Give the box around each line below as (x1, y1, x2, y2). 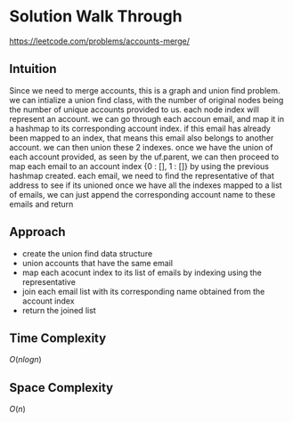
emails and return (9, 199, 74, 209)
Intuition (9, 61, 57, 77)
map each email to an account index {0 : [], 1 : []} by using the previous (9, 160, 270, 171)
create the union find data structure (21, 248, 153, 259)
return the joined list (21, 304, 96, 315)
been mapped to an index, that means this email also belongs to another (9, 132, 274, 143)
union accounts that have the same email (21, 257, 174, 268)
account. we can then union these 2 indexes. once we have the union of (9, 142, 273, 152)
